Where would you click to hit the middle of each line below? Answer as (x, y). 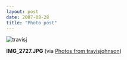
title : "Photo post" (32, 23)
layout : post (22, 12)
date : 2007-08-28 (28, 17)
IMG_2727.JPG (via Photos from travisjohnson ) (64, 51)
